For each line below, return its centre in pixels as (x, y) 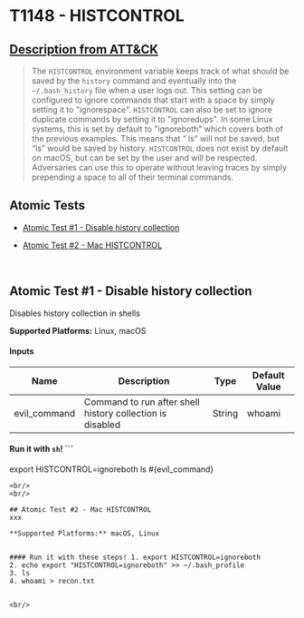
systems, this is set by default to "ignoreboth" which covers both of (157, 129)
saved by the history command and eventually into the (134, 81)
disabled (102, 425)
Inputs (22, 351)
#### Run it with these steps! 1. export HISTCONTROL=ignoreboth (135, 558)
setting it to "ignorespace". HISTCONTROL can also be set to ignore (152, 109)
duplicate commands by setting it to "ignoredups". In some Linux (152, 119)
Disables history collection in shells (75, 313)
